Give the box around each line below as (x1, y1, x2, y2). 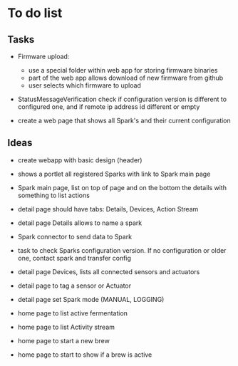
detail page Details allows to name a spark (17, 219, 143, 227)
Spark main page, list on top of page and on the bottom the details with (17, 183, 227, 192)
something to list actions (17, 191, 90, 199)
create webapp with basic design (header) (17, 155, 143, 164)
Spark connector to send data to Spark (17, 232, 133, 241)
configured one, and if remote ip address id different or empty (17, 103, 200, 111)
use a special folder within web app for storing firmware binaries (28, 66, 218, 74)
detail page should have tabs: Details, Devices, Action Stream (17, 204, 199, 213)
